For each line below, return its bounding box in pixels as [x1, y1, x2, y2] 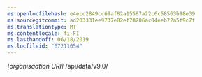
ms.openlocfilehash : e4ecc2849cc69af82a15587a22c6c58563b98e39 [7, 10, 196, 17]
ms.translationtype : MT [7, 23, 77, 30]
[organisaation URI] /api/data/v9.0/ [7, 62, 108, 70]
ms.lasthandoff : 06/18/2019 [7, 36, 89, 43]
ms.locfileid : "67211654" [7, 43, 82, 50]
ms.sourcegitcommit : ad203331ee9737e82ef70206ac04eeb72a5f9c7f [7, 17, 196, 24]
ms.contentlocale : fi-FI [7, 29, 80, 37]
